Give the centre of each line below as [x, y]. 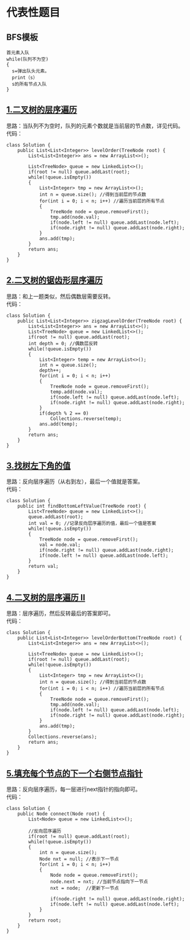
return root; [45, 920]
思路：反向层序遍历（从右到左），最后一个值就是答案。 [75, 481]
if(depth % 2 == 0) [64, 413]
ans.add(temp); [59, 424]
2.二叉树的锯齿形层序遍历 [55, 281]
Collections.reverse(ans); [63, 737]
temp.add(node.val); [76, 392]
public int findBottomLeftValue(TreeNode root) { [82, 506]
